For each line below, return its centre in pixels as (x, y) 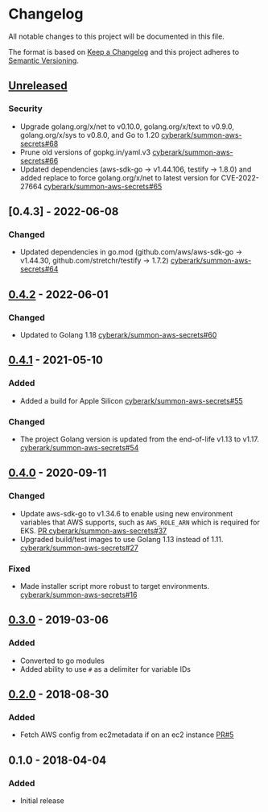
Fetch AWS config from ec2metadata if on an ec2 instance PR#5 (127, 735)
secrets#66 (39, 160)
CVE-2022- (240, 177)
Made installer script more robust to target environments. (115, 586)
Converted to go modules (62, 661)
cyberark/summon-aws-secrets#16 (78, 594)
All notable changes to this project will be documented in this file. (117, 36)
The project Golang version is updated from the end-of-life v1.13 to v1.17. (139, 439)
